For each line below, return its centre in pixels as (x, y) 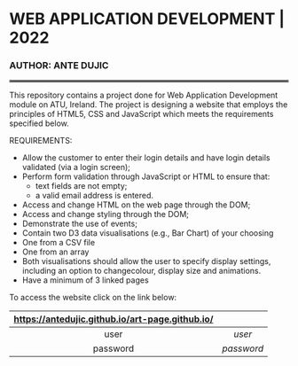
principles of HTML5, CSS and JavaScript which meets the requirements (141, 114)
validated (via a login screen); (76, 167)
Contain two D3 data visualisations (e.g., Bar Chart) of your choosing (148, 233)
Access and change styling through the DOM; (105, 214)
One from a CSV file (59, 243)
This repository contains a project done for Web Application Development (144, 95)
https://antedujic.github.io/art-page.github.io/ (114, 319)
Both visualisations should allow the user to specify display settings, (146, 261)
